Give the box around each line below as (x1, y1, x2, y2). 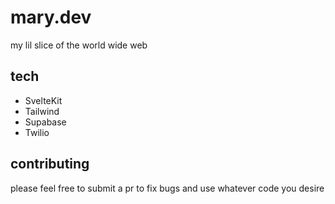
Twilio (24, 126, 50, 138)
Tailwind (24, 105, 60, 117)
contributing (10, 156, 90, 173)
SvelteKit (24, 94, 63, 106)
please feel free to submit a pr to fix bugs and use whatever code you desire (10, 182, 325, 194)
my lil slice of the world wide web (10, 39, 148, 51)
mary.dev (10, 6, 92, 29)
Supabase (24, 116, 67, 128)
